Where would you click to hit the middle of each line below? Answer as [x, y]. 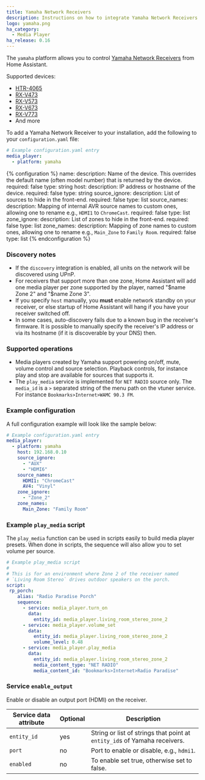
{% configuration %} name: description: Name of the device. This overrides [101, 173]
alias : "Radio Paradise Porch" [57, 597]
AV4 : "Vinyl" [39, 487]
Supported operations [40, 349]
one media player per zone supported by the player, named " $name [100, 287]
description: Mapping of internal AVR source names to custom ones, [92, 206]
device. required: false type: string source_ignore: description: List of [93, 193]
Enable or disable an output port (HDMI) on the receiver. [77, 700]
